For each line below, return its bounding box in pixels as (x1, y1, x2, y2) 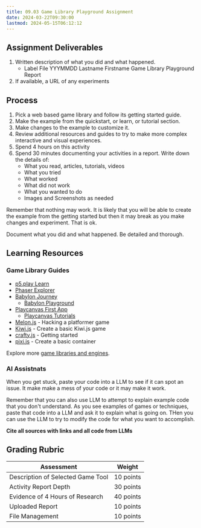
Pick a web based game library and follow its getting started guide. (14, 111, 182, 118)
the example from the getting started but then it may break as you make (6, 212, 185, 220)
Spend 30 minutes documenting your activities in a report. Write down (14, 150, 190, 157)
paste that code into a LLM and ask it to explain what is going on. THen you (6, 409, 194, 416)
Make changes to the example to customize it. (14, 124, 130, 131)
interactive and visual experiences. (14, 137, 102, 144)
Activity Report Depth (9, 482, 71, 491)
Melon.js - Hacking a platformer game (14, 318, 110, 326)
